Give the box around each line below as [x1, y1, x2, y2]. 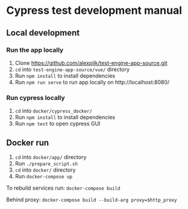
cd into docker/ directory [14, 166, 76, 173]
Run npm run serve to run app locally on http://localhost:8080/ [14, 78, 170, 86]
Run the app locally [6, 46, 64, 54]
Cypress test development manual [6, 4, 183, 17]
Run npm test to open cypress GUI [14, 120, 101, 127]
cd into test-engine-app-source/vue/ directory [14, 66, 130, 73]
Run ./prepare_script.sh [14, 160, 78, 167]
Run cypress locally [6, 93, 65, 102]
